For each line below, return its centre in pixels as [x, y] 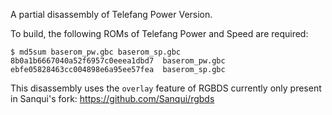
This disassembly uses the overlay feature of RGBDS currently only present [166, 88]
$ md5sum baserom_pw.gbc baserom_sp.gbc [96, 52]
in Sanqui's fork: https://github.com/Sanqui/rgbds [112, 98]
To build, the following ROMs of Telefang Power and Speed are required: [159, 33]
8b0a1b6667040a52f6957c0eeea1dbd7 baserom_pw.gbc [118, 61]
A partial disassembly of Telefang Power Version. [111, 14]
